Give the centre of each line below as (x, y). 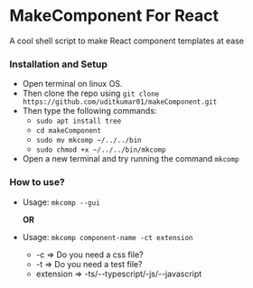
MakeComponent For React (114, 16)
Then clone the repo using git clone (91, 93)
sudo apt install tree (79, 121)
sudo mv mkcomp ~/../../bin (89, 141)
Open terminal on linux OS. (72, 84)
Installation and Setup (59, 64)
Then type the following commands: (89, 111)
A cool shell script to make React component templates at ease (126, 41)
